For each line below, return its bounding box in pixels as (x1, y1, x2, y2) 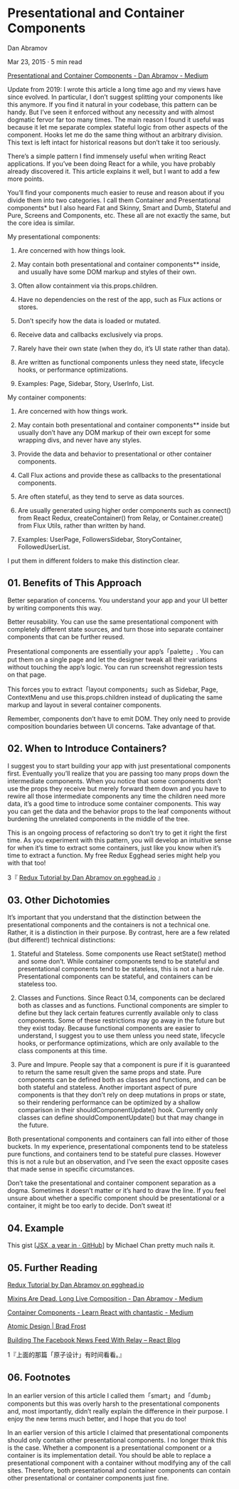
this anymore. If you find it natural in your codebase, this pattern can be (7, 100, 218, 108)
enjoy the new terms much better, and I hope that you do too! (7, 1414, 187, 1423)
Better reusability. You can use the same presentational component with (7, 617, 218, 626)
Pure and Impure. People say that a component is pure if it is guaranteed (17, 1060, 230, 1069)
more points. (7, 174, 45, 183)
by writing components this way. (7, 603, 103, 612)
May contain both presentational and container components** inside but (17, 420, 230, 429)
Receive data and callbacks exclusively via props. (17, 330, 164, 339)
